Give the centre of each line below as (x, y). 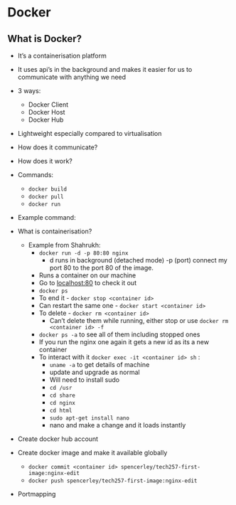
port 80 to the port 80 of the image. (102, 268)
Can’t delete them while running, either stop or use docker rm (139, 320)
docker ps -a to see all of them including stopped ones (119, 334)
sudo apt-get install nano (90, 418)
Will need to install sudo (84, 380)
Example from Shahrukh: (64, 245)
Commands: (36, 175)
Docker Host (47, 112)
